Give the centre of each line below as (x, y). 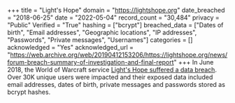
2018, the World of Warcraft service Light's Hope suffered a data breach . (112, 70)
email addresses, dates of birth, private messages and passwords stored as (116, 84)
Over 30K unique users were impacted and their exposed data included (110, 77)
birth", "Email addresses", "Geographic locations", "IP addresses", (102, 32)
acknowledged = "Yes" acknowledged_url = (71, 47)
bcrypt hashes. (29, 92)
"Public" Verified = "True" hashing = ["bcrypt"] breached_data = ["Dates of (115, 25)
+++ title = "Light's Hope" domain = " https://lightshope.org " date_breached (116, 10)
